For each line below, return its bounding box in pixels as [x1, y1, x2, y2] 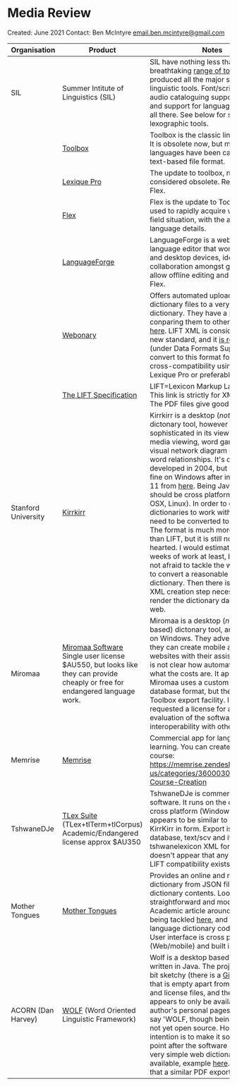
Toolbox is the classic [149, 130, 221, 140]
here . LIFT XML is [149, 326, 208, 336]
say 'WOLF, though [149, 1014, 214, 1024]
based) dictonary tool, [149, 624, 223, 634]
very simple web [149, 1049, 205, 1059]
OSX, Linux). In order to [149, 499, 227, 508]
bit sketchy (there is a [149, 970, 221, 980]
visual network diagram [149, 446, 228, 456]
